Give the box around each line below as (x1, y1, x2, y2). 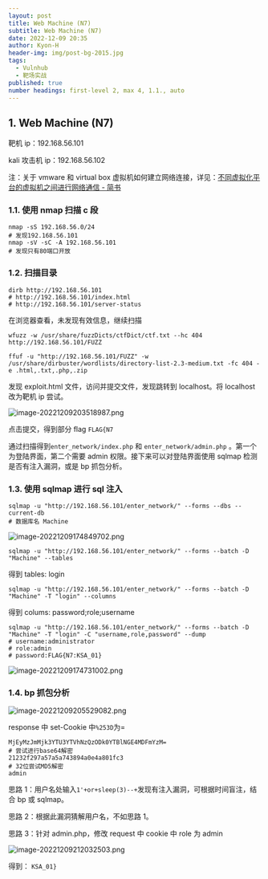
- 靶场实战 (15, 71, 47, 79)
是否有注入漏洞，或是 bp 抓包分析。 (8, 461, 127, 470)
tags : (8, 57, 26, 65)
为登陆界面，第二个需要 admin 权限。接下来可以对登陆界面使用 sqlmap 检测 (8, 451, 258, 461)
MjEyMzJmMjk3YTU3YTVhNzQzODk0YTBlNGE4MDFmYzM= (8, 739, 167, 747)
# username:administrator (8, 637, 95, 646)
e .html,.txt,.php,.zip (8, 366, 88, 374)
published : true (8, 79, 63, 87)
